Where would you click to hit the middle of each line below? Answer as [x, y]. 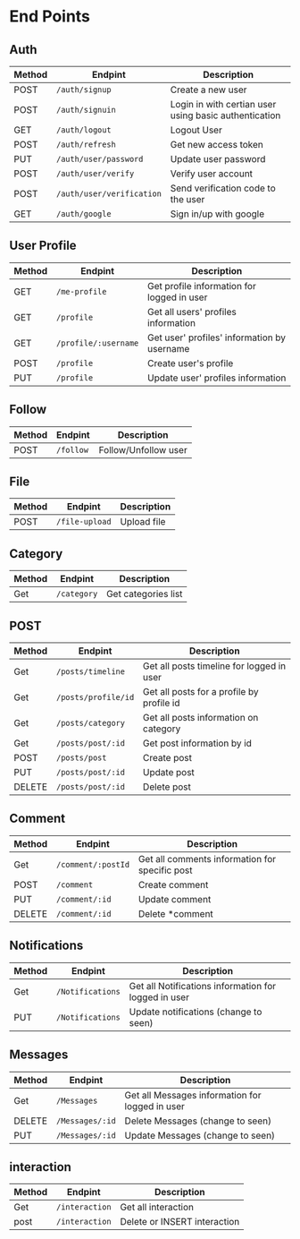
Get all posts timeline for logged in [214, 666]
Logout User [196, 130]
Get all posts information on [200, 718]
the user [187, 199]
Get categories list [144, 594]
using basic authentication [225, 115]
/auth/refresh [86, 145]
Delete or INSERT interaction [180, 1222]
